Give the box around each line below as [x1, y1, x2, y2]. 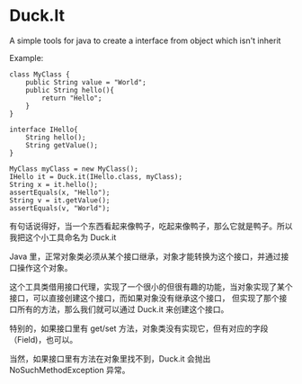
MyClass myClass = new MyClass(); [9, 164, 139, 174]
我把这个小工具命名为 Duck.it [9, 231, 117, 243]
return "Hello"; [41, 94, 102, 103]
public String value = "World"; [25, 77, 147, 86]
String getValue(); [25, 140, 99, 149]
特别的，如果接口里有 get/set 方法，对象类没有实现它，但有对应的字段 [9, 323, 269, 334]
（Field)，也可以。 [9, 334, 78, 344]
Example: [9, 52, 44, 63]
